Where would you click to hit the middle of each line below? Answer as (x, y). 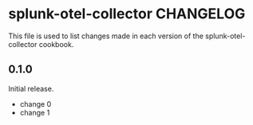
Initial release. (31, 88)
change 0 (36, 104)
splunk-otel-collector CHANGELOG (127, 14)
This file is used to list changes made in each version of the (106, 36)
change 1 (35, 112)
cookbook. (56, 44)
